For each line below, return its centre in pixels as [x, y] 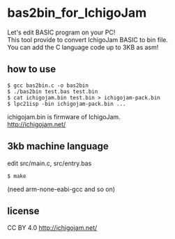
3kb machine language [58, 146]
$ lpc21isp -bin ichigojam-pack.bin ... [67, 104]
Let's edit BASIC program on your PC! [61, 32]
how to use [32, 69]
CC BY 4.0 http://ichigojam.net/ [52, 228]
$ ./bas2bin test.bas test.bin [53, 91]
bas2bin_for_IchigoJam [77, 13]
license [23, 211]
